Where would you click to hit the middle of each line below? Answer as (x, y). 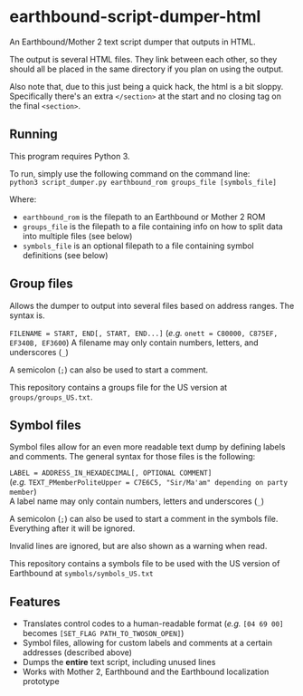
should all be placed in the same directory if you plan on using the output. (147, 69)
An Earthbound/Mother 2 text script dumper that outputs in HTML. (133, 42)
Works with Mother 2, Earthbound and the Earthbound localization (146, 672)
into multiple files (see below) (77, 236)
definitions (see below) (65, 255)
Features (35, 601)
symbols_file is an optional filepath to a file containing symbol (138, 246)
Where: (23, 199)
